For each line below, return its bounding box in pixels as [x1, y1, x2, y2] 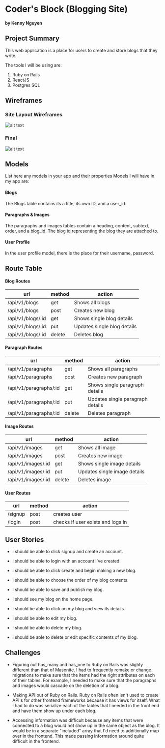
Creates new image [78, 452, 123, 459]
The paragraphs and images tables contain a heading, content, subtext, [5, 222, 150, 228]
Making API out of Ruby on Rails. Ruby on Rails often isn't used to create [12, 692, 159, 698]
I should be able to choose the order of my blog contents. [12, 577, 129, 583]
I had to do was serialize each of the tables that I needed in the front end [12, 702, 160, 708]
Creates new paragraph [87, 373, 142, 380]
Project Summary [5, 34, 60, 43]
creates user [53, 511, 82, 518]
